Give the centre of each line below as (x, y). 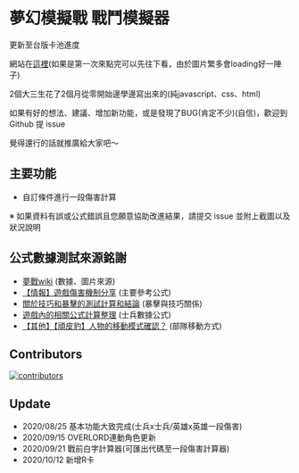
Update (30, 404)
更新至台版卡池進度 (45, 45)
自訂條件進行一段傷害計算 (69, 196)
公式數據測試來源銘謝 (68, 258)
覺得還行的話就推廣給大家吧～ (64, 143)
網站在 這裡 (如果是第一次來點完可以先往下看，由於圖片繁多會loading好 (137, 63)
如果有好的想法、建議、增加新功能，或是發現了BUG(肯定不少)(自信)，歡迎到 (149, 112)
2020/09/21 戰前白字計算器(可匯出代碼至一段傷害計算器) (126, 449)
